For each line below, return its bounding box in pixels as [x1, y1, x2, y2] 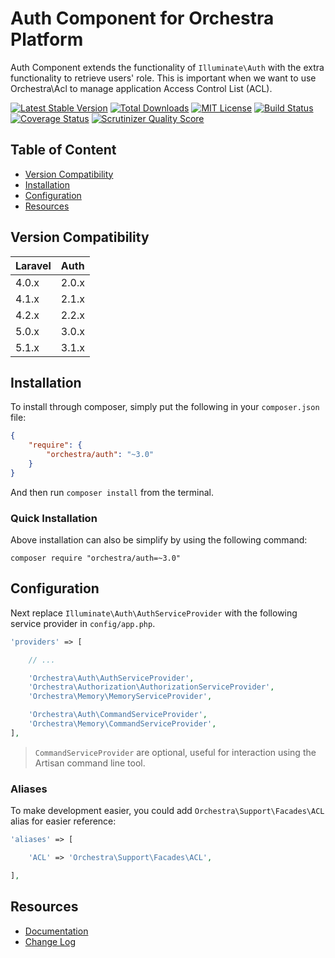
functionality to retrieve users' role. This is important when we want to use [10, 72, 317, 84]
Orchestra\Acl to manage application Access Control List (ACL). [10, 82, 273, 94]
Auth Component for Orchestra [10, 7, 275, 30]
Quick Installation [10, 511, 98, 525]
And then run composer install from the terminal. [10, 486, 215, 498]
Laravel [15, 258, 52, 272]
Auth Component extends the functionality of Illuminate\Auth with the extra [10, 61, 325, 73]
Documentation [24, 925, 89, 937]
